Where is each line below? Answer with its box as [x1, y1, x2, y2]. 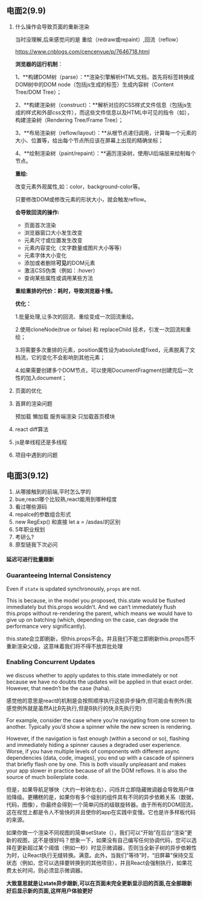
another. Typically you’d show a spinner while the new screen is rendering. [6, 723, 192, 730]
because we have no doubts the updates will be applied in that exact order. [6, 678, 193, 685]
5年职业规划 [14, 526, 45, 533]
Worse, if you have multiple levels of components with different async [6, 748, 180, 755]
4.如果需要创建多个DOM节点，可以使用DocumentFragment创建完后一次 [14, 367, 193, 374]
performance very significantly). [6, 622, 86, 630]
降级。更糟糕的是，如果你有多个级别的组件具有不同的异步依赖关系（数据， [11, 793, 197, 800]
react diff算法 [14, 425, 49, 432]
